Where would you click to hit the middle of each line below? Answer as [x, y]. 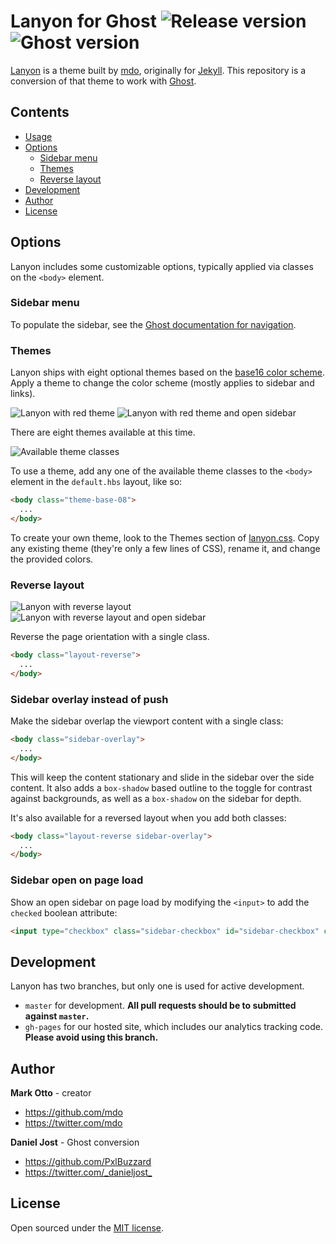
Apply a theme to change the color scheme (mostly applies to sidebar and [162, 383]
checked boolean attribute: [64, 912]
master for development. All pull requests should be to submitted [160, 1006]
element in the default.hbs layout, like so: [96, 482]
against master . [57, 1016]
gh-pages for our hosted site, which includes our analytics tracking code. [173, 1027]
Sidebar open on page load [77, 880]
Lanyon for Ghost [83, 21]
